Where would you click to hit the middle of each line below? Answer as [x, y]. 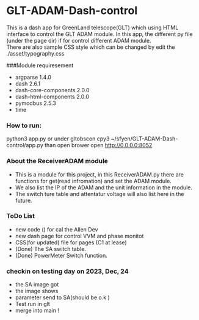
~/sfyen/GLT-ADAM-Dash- [144, 139]
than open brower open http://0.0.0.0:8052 [99, 145]
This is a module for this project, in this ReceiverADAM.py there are [99, 174]
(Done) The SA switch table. [51, 249]
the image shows [37, 291]
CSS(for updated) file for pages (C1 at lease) [71, 242]
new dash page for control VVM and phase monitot [79, 236]
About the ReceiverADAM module [57, 161]
